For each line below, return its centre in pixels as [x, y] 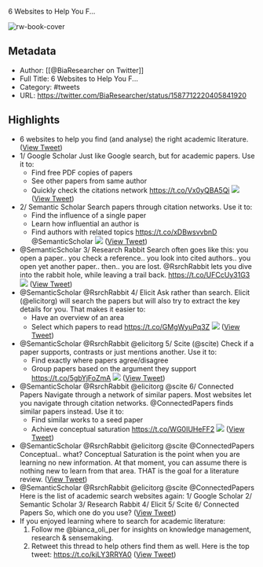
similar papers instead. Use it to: [71, 411]
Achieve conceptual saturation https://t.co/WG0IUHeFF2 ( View [138, 429]
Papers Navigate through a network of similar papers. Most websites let [135, 394]
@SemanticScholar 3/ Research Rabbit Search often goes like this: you [134, 249]
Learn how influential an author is [85, 223]
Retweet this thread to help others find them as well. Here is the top [140, 546]
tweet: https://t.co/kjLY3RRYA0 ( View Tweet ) [104, 554]
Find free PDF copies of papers [82, 172]
